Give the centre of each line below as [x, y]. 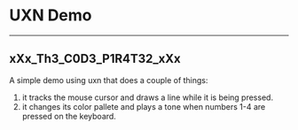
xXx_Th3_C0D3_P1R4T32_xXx [95, 59]
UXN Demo [51, 15]
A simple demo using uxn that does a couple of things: [109, 80]
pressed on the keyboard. [69, 116]
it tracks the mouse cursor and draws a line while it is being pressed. [147, 97]
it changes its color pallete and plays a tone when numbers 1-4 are [144, 106]
